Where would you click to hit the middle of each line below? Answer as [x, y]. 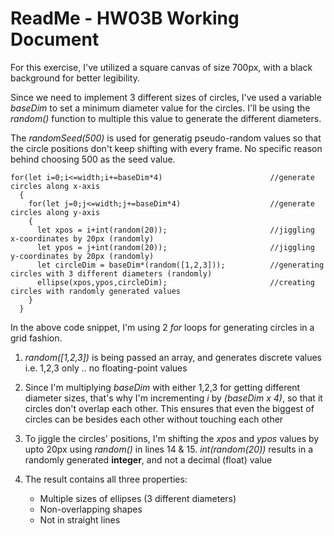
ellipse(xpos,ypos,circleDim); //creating [175, 282]
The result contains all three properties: [106, 479]
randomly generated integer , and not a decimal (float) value [148, 459]
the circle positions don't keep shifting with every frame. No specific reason [166, 148]
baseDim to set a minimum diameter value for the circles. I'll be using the [160, 108]
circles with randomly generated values [96, 291]
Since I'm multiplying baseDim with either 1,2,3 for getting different [162, 387]
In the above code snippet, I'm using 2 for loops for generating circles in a [162, 327]
